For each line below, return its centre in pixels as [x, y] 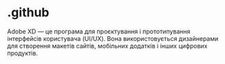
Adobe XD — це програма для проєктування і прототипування [99, 31]
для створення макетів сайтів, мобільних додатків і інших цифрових [107, 46]
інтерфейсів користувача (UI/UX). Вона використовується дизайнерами [113, 38]
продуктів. [22, 53]
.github [28, 13]
